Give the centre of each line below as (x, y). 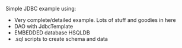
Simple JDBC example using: (41, 9)
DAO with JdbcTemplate (44, 26)
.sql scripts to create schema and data (61, 39)
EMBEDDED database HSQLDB (52, 33)
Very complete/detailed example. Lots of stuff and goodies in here (95, 20)
